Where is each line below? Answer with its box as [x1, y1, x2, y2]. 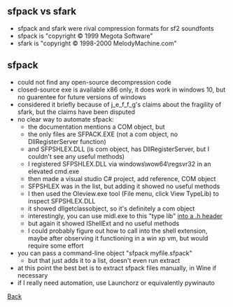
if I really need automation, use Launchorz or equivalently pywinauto [17, 278, 215, 287]
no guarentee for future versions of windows [17, 92, 147, 101]
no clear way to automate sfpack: [17, 115, 114, 123]
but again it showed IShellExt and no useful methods [27, 219, 180, 227]
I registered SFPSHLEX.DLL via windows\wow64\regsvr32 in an [27, 159, 211, 168]
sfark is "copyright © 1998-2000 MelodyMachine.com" [17, 38, 177, 48]
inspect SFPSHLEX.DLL [27, 197, 96, 205]
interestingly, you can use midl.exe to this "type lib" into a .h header [27, 211, 223, 220]
